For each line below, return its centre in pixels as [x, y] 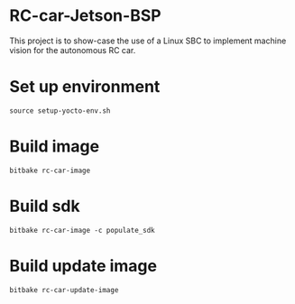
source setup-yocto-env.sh [60, 111]
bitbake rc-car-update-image [64, 290]
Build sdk [45, 206]
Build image [55, 147]
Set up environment [85, 87]
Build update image [83, 266]
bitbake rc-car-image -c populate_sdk [82, 230]
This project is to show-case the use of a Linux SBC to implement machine [148, 41]
